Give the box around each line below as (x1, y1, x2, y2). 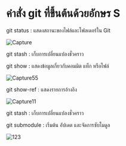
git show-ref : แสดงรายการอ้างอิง (6, 86, 78, 93)
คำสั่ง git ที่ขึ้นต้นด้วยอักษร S (6, 7, 121, 20)
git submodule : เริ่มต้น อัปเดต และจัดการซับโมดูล (6, 121, 110, 129)
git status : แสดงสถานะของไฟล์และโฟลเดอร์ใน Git (6, 26, 110, 34)
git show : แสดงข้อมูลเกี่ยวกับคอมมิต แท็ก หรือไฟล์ (6, 62, 109, 69)
